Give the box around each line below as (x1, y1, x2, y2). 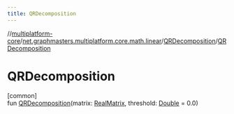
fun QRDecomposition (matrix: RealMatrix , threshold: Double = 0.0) (7, 99, 198, 107)
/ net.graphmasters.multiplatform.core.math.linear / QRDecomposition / (20, 36, 218, 45)
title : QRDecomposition (7, 10, 77, 17)
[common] (7, 91, 37, 99)
